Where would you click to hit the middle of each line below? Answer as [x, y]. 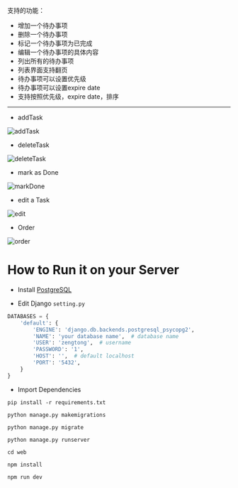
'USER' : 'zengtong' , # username [82, 343]
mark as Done [38, 172]
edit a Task [34, 200]
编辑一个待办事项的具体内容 [58, 52]
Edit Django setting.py [51, 303]
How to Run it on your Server [93, 270]
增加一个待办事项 [42, 26]
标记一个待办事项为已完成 [55, 43]
